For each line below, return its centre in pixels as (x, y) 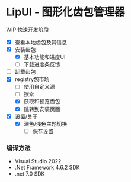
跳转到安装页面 (42, 109)
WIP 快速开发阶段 (28, 30)
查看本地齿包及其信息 (41, 42)
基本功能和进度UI (44, 57)
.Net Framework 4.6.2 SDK (47, 168)
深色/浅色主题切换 (45, 123)
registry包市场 (32, 79)
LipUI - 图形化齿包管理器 (65, 12)
